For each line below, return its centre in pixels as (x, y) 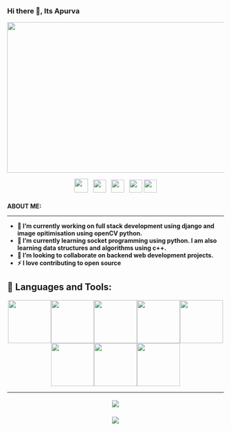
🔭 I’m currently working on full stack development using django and (115, 226)
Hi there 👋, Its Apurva (44, 11)
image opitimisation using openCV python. (80, 233)
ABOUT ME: (24, 206)
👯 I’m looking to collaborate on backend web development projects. (115, 255)
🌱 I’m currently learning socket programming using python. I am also (117, 240)
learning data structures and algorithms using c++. (92, 248)
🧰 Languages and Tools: (59, 287)
